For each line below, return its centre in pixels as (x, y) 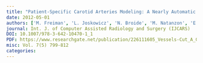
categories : (21, 51)
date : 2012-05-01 (28, 17)
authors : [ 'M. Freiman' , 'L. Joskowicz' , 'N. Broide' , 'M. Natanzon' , (97, 23)
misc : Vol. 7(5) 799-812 (37, 46)
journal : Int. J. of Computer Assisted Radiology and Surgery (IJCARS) (98, 28)
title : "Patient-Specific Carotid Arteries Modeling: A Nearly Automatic (101, 12)
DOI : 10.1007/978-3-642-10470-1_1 (50, 34)
